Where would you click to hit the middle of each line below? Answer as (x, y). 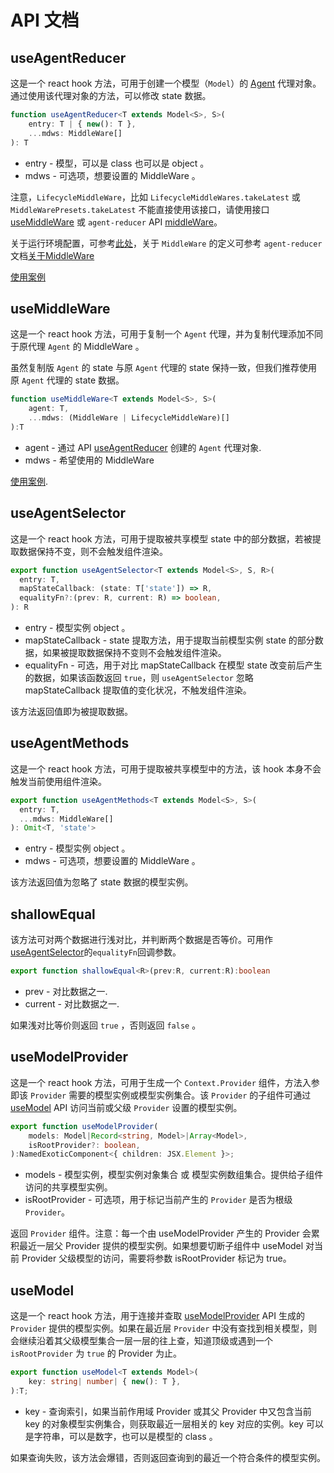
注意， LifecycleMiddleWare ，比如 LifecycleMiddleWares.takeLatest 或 (155, 197)
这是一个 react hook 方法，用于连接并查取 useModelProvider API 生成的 (157, 1316)
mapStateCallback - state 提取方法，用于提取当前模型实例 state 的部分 (169, 640)
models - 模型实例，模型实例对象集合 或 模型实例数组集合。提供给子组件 (174, 1175)
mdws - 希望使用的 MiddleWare (89, 460)
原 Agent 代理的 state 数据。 (67, 380)
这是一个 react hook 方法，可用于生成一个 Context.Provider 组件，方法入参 (165, 1082)
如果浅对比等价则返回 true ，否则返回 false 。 (106, 1025)
